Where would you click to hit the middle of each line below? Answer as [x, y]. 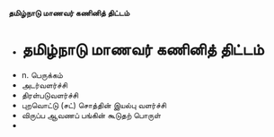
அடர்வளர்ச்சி [44, 85]
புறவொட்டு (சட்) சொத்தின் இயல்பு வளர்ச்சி [94, 105]
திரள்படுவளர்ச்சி [49, 95]
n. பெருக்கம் [42, 74]
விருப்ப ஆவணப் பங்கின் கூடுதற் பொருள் [91, 115]
